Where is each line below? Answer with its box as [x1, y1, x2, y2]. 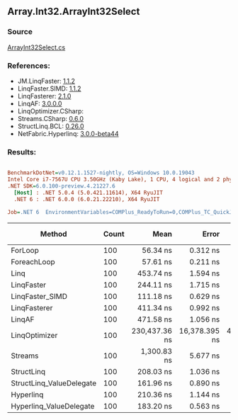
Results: [7, 147, 37, 157]
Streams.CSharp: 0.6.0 [17, 114, 84, 123]
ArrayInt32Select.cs [7, 42, 66, 52]
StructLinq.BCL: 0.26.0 [17, 122, 84, 130]
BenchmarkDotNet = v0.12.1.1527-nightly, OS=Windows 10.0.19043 [7, 169, 195, 176]
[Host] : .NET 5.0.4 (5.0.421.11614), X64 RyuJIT [13, 189, 163, 196]
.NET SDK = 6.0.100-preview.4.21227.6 [7, 183, 115, 190]
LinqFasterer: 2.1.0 [17, 91, 72, 100]
